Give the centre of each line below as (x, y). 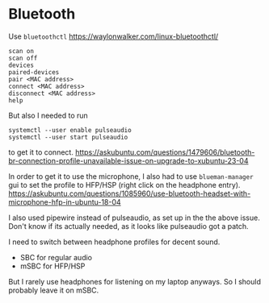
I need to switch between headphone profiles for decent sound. (114, 242)
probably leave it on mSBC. (54, 290)
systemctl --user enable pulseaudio (70, 130)
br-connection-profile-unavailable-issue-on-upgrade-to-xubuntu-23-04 (128, 160)
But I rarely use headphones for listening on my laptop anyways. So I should (134, 281)
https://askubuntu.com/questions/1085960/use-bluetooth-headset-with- (130, 193)
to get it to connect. (41, 152)
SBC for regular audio (56, 257)
